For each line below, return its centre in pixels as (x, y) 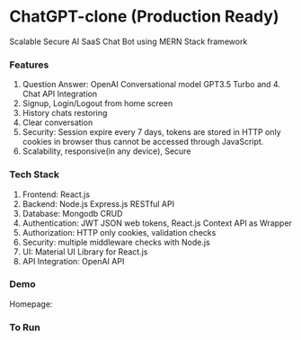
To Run (25, 327)
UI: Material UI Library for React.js (85, 251)
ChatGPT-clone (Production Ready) (144, 17)
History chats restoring (65, 113)
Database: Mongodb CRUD (72, 213)
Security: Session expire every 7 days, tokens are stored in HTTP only (151, 132)
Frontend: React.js (56, 194)
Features (29, 65)
